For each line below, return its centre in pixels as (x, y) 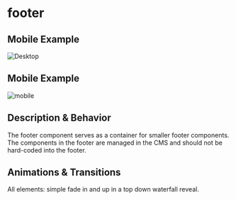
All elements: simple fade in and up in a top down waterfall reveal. (103, 189)
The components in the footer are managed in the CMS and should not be (115, 143)
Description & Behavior (59, 118)
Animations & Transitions (64, 173)
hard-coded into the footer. (47, 150)
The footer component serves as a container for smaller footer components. (118, 135)
